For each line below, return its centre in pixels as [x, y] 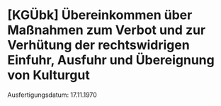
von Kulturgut [49, 75]
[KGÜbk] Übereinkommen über [100, 15]
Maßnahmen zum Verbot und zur [107, 30]
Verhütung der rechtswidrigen [98, 45]
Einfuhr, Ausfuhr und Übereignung [111, 60]
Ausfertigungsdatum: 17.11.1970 [52, 95]
